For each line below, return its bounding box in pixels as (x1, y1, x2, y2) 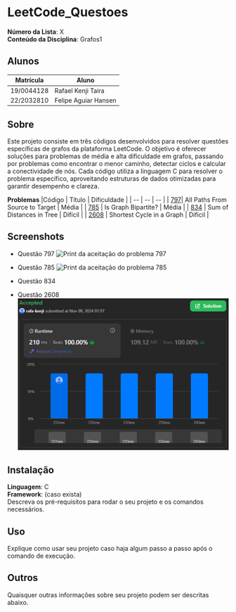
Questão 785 (17, 263, 55, 272)
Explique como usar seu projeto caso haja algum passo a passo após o (7, 544, 213, 552)
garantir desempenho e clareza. (7, 182, 100, 191)
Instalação (7, 464, 55, 476)
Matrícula (15, 76, 44, 84)
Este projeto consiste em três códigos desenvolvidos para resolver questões (7, 137, 229, 146)
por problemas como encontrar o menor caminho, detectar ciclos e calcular (7, 160, 226, 168)
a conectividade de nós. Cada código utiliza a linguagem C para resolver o (7, 167, 223, 176)
